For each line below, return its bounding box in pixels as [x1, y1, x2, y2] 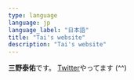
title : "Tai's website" [8, 33, 86, 42]
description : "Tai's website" [8, 41, 107, 49]
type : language [8, 11, 58, 20]
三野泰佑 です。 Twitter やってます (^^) [8, 64, 127, 73]
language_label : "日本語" [8, 26, 89, 34]
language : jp [8, 19, 51, 27]
